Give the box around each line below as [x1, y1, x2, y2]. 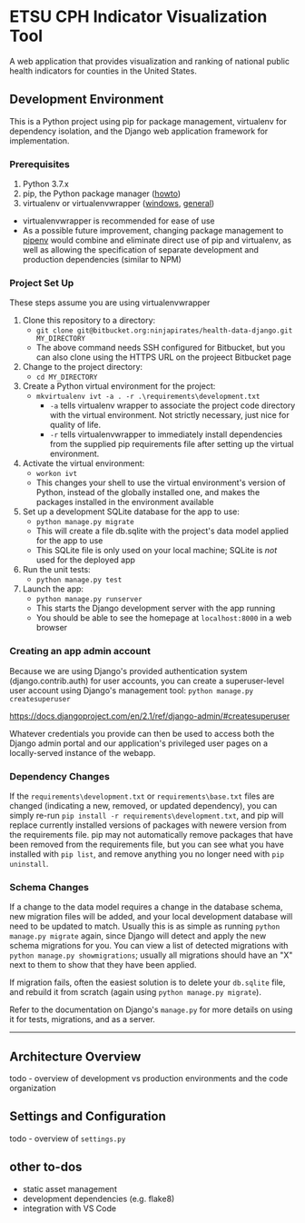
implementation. [9, 134, 70, 146]
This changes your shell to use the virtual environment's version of [35, 477, 286, 488]
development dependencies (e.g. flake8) [22, 1193, 175, 1204]
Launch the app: [22, 583, 84, 594]
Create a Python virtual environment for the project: [22, 381, 216, 392]
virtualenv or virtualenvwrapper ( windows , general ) [22, 198, 215, 209]
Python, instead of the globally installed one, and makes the [35, 487, 261, 498]
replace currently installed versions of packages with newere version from [9, 820, 288, 830]
